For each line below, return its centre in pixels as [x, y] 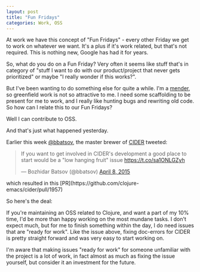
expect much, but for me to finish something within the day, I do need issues [100, 225]
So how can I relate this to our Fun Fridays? [59, 108]
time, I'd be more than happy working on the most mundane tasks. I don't [96, 219]
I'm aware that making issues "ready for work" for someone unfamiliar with [99, 250]
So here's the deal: [29, 201]
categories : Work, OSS [34, 23]
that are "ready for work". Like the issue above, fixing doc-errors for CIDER [98, 232]
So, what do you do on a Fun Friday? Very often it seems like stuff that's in [98, 64]
